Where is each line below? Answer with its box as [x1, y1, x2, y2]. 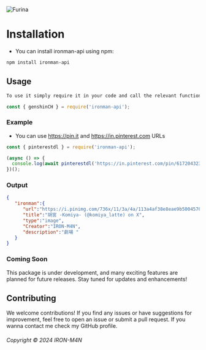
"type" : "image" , [22, 218, 64, 224]
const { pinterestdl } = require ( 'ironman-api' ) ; [6, 144, 136, 150]
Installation [6, 28, 65, 41]
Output [6, 181, 28, 189]
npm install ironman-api [6, 59, 70, 66]
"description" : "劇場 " [22, 229, 79, 235]
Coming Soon [6, 255, 48, 264]
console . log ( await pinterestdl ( [12, 161, 95, 167]
